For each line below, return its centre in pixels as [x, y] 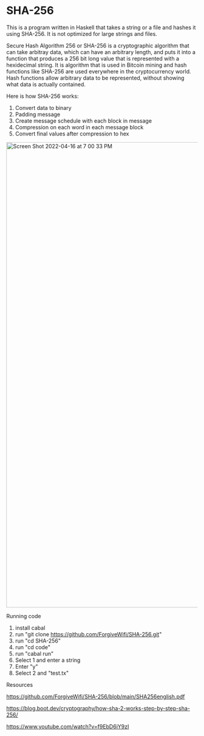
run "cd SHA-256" [38, 641]
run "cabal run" [34, 653]
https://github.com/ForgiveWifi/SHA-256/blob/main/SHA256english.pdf [96, 697]
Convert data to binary [43, 107]
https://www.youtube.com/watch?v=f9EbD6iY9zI [68, 726]
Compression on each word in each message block [79, 127]
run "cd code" [32, 647]
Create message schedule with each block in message [83, 121]
